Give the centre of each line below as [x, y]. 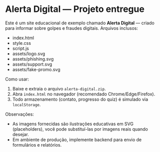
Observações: [19, 114]
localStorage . [26, 104]
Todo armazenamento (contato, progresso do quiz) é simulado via [80, 99]
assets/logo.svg [29, 54]
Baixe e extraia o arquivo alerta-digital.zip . [59, 88]
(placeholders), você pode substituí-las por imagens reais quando [80, 129]
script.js [20, 48]
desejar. [20, 134]
